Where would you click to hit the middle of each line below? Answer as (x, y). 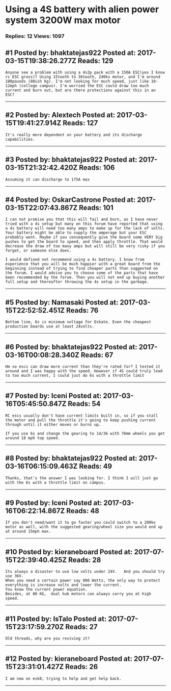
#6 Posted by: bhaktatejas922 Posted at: (71, 347)
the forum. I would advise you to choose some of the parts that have (82, 273)
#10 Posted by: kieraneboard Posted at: (69, 552)
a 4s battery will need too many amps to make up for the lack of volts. (85, 228)
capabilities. (20, 139)
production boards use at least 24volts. (50, 327)
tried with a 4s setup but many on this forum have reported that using (84, 224)
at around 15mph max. (28, 531)
